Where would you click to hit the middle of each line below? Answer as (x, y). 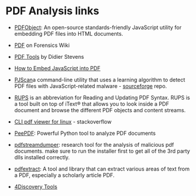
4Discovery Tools (36, 186)
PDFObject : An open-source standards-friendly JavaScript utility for (98, 27)
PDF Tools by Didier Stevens (49, 56)
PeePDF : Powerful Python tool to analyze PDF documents (85, 133)
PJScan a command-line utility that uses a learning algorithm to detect (99, 80)
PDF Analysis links (52, 11)
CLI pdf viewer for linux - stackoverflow (63, 121)
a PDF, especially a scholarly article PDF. (64, 175)
